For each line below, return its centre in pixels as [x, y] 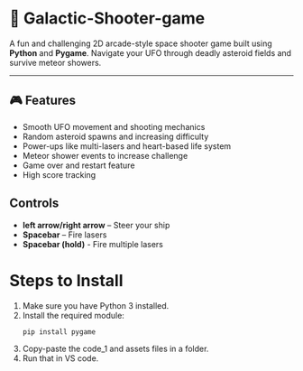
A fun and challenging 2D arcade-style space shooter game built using [141, 43]
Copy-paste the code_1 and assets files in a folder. [115, 349]
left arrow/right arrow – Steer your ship [96, 225]
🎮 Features [43, 101]
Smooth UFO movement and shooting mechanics [114, 126]
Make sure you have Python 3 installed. [96, 305]
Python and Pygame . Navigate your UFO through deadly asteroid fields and [150, 52]
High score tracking [59, 174]
